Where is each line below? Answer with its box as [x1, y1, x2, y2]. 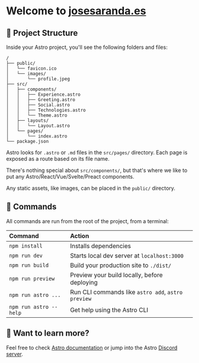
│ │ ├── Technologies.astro [6, 107, 86, 113]
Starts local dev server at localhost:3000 [70, 251, 184, 259]
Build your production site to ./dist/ [70, 261, 172, 269]
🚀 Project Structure [6, 28, 78, 38]
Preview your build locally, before [70, 271, 163, 279]
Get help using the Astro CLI [70, 305, 149, 314]
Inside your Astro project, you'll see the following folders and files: [6, 43, 168, 51]
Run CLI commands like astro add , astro [70, 287, 183, 296]
